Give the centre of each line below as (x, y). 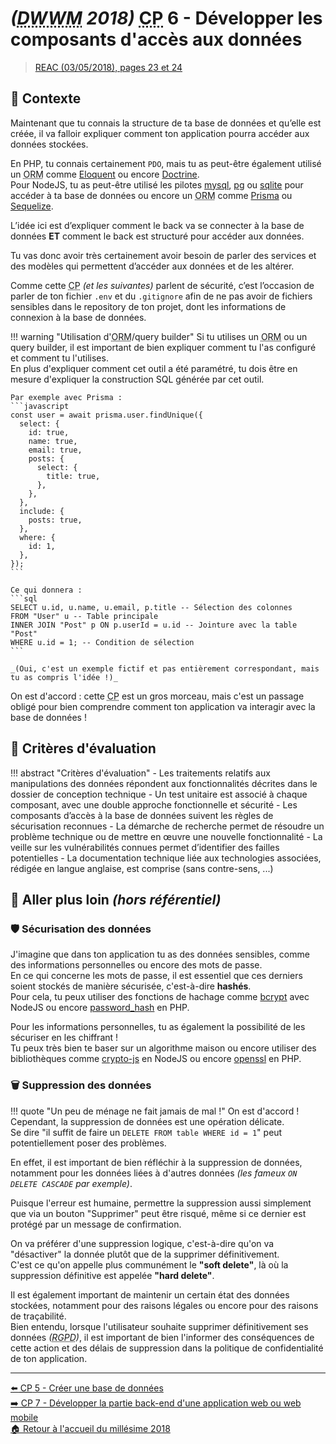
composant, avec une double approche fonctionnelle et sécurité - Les (154, 804)
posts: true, (55, 520)
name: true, (53, 441)
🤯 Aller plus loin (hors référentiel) (116, 899)
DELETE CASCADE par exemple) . (71, 1183)
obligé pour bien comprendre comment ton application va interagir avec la (163, 706)
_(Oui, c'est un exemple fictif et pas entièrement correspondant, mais (165, 668)
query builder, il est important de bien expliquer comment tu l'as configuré (163, 347)
